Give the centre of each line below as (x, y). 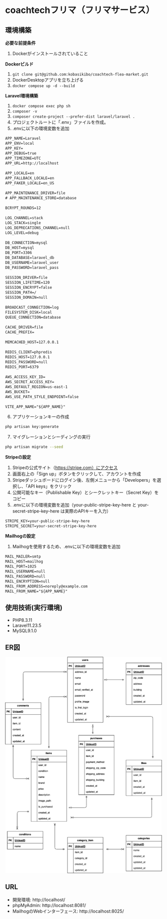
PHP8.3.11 (22, 620)
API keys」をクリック (50, 486)
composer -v (25, 111)
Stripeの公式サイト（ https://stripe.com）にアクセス (65, 467)
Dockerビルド (19, 64)
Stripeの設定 (18, 457)
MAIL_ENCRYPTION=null (28, 581)
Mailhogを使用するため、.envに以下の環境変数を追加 (66, 546)
